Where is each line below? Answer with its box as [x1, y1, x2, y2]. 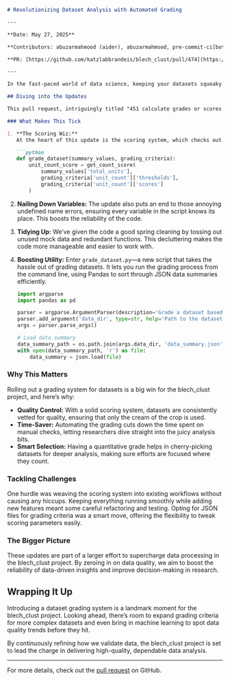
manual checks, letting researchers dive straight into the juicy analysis [16, 427, 216, 435]
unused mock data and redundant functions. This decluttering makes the [16, 235, 222, 243]
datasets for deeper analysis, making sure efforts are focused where [16, 449, 211, 457]
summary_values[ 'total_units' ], [40, 168, 133, 175]
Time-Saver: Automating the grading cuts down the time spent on [16, 420, 204, 429]
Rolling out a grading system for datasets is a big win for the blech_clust [7, 385, 210, 394]
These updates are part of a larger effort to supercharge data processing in [7, 551, 220, 560]
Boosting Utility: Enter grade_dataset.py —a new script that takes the [16, 255, 212, 263]
